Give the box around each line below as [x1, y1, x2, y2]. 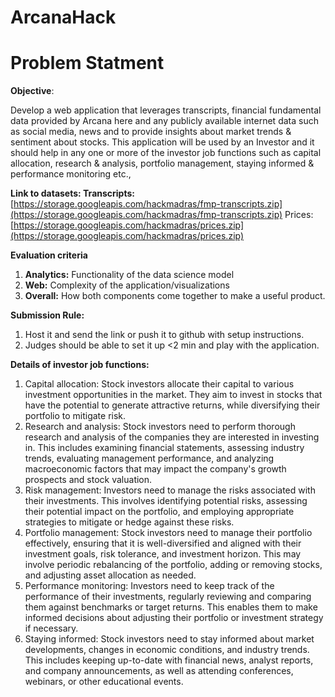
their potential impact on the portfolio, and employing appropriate [24, 506, 295, 518]
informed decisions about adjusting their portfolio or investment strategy [24, 612, 324, 624]
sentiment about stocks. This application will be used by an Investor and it [10, 136, 315, 148]
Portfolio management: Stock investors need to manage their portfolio [24, 527, 313, 539]
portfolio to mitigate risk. [24, 410, 127, 422]
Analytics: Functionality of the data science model [24, 269, 235, 281]
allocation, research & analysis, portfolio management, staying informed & [10, 157, 315, 170]
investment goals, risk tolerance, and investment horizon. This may [24, 548, 302, 560]
